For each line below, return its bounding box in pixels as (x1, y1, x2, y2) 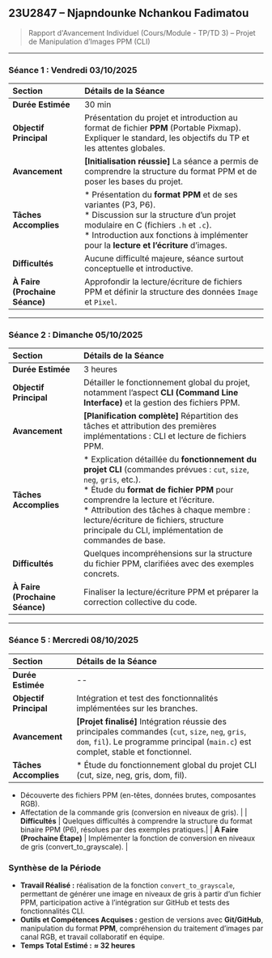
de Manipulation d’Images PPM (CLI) (28, 36, 151, 46)
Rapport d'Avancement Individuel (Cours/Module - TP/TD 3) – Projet (28, 28, 257, 37)
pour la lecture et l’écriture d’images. (84, 240, 227, 251)
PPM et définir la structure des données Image (84, 287, 258, 298)
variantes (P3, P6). (84, 199, 156, 211)
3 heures (83, 364, 117, 375)
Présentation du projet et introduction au (84, 113, 238, 124)
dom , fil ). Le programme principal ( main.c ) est (76, 736, 252, 747)
